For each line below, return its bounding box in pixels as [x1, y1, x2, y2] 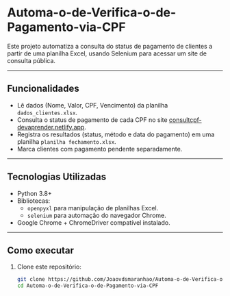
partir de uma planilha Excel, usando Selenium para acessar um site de [7, 49, 207, 58]
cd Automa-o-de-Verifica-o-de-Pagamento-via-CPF [16, 282, 159, 289]
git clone [16, 276, 46, 283]
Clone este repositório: [16, 262, 82, 271]
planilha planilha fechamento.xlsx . [16, 137, 116, 145]
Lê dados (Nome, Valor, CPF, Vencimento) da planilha [16, 101, 168, 109]
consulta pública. [7, 56, 56, 64]
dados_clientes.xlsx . [16, 108, 77, 116]
